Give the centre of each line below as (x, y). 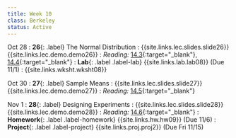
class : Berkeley (31, 21)
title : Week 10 (30, 14)
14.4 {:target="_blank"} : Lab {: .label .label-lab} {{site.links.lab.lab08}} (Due (116, 62)
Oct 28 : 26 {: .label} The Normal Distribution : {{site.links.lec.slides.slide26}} (118, 47)
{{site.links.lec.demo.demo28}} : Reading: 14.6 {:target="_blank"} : (103, 112)
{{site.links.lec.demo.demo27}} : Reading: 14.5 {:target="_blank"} (101, 91)
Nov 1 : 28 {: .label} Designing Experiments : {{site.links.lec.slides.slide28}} (116, 105)
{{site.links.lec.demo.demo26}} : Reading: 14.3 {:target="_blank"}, (102, 54)
